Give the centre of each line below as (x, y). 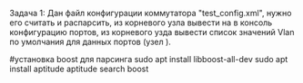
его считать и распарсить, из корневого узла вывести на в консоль (141, 23)
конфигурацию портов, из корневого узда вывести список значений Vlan (152, 32)
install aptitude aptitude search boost (79, 69)
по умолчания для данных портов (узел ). (90, 41)
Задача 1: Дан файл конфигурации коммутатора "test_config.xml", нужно (151, 13)
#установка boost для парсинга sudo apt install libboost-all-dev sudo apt (149, 59)
